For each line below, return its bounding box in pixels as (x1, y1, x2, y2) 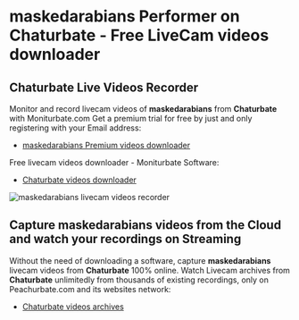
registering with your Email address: (9, 122, 142, 133)
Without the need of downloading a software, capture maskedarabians (9, 255, 271, 265)
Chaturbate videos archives (21, 301, 125, 312)
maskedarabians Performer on (9, 6, 240, 27)
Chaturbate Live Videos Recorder (9, 80, 199, 95)
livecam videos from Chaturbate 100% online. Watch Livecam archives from (9, 265, 290, 275)
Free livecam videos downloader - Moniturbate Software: (9, 157, 220, 167)
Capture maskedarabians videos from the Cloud (9, 217, 282, 233)
